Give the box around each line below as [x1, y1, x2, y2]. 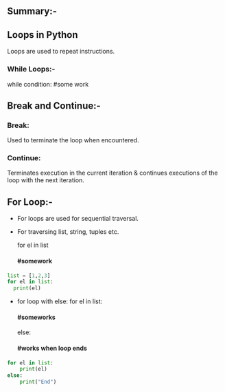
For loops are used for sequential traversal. [16, 215, 139, 223]
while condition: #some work [7, 80, 89, 88]
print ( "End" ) [19, 378, 57, 386]
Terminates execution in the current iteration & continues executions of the [7, 168, 218, 177]
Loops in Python [7, 29, 78, 41]
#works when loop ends [16, 344, 88, 352]
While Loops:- [7, 65, 56, 74]
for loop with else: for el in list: [16, 297, 103, 305]
